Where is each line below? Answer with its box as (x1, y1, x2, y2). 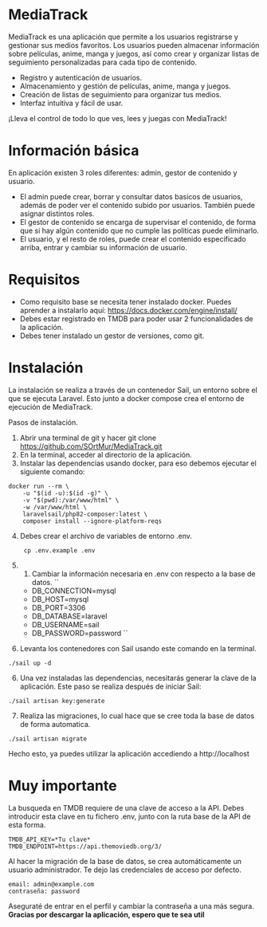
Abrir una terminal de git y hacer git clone (19, 433, 157, 442)
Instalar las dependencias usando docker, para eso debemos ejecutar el (19, 458, 257, 468)
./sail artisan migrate (8, 735, 88, 743)
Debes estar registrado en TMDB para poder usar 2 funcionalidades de (19, 313, 253, 324)
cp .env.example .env (23, 546, 96, 555)
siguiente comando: (19, 466, 85, 476)
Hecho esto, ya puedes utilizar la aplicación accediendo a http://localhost (8, 748, 249, 758)
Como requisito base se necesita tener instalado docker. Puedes (19, 297, 232, 306)
